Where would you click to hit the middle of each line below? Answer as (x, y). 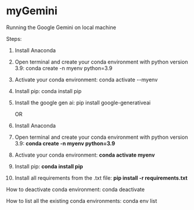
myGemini (32, 11)
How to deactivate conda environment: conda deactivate (76, 189)
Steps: (14, 39)
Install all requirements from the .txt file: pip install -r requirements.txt (101, 178)
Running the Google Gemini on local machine (61, 27)
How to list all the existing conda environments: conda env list (82, 201)
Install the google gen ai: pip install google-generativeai (83, 103)
